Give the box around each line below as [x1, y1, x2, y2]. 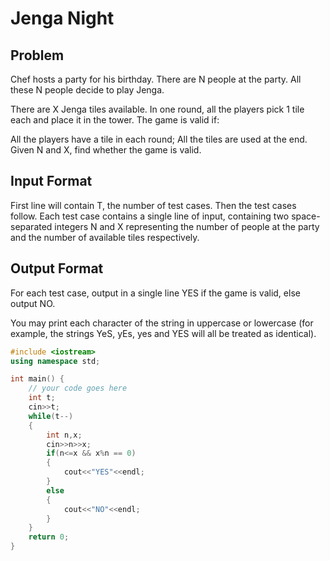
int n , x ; [46, 430, 83, 440]
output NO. [10, 297, 56, 309]
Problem [10, 47, 65, 64]
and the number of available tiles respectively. [10, 231, 200, 243]
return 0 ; [28, 532, 70, 542]
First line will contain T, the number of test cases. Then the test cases [10, 199, 297, 211]
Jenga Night [10, 7, 115, 30]
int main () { [10, 374, 65, 384]
